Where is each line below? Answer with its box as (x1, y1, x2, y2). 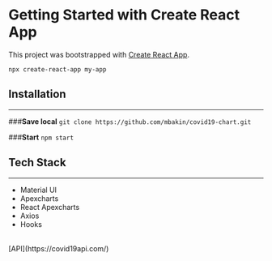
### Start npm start (8, 132, 74, 142)
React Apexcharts (19, 202, 80, 212)
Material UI (19, 185, 57, 195)
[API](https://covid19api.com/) (8, 243, 109, 253)
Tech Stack (8, 156, 66, 169)
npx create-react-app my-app (8, 65, 107, 74)
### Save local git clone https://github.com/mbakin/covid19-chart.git (8, 116, 252, 126)
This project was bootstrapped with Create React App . (8, 49, 190, 59)
